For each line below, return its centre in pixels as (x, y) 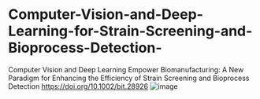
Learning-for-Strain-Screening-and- (130, 31)
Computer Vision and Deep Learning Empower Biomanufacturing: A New (126, 69)
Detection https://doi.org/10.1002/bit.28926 (78, 86)
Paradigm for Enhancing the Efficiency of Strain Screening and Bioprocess (129, 78)
